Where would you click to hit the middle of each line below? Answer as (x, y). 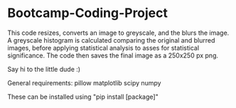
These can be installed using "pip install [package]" (83, 97)
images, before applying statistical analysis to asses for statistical (103, 48)
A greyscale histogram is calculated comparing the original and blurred (111, 40)
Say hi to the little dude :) (44, 69)
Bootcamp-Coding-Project (88, 13)
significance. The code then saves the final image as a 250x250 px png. (113, 55)
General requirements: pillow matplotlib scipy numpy (84, 82)
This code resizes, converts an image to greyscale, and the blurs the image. (118, 33)
